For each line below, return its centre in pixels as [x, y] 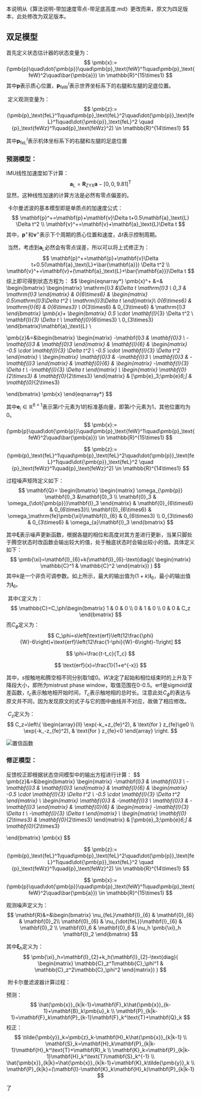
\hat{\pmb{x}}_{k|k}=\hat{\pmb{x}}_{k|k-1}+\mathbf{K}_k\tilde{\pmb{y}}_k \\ [100, 1063]
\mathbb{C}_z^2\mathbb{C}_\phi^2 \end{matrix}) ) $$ [100, 970]
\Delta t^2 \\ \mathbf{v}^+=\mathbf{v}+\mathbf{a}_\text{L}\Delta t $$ [100, 224]
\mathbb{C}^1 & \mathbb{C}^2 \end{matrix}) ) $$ [100, 566]
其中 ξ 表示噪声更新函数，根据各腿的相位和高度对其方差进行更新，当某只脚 [97, 535]
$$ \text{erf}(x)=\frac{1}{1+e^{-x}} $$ [100, 665]
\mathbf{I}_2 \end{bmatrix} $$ [100, 934]
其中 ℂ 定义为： [25, 598]
